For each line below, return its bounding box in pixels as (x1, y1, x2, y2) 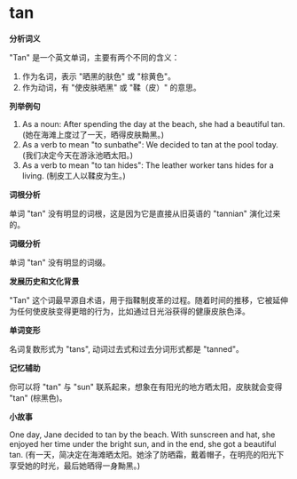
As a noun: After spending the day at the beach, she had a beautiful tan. (21, 118, 285, 129)
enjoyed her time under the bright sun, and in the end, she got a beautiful (9, 438, 277, 449)
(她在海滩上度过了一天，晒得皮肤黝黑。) (21, 129, 165, 140)
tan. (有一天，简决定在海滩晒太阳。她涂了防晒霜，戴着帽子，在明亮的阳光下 (9, 449, 285, 459)
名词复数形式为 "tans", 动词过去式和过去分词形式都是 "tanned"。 (9, 343, 244, 354)
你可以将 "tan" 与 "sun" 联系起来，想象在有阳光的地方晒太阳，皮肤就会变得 (9, 381, 283, 392)
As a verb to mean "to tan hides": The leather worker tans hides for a (21, 159, 275, 171)
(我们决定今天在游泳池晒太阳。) (21, 149, 134, 160)
